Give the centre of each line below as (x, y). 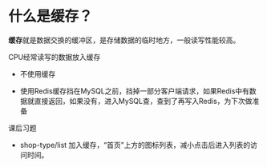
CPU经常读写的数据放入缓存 (55, 57)
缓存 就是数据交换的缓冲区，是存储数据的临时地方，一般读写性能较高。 (124, 40)
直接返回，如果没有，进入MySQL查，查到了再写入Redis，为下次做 (143, 101)
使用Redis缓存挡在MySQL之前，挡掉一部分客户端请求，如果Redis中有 (135, 91)
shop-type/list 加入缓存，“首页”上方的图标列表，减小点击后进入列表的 (135, 145)
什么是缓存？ (51, 16)
